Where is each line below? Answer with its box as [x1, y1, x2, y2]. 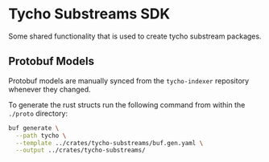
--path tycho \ [15, 132, 67, 140]
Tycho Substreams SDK [8, 5, 171, 23]
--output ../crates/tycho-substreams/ [15, 146, 147, 155]
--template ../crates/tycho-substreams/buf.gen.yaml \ [15, 139, 204, 147]
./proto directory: [8, 108, 68, 118]
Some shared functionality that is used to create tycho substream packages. [8, 31, 262, 41]
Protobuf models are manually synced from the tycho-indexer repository [8, 75, 250, 85]
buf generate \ [8, 124, 60, 132]
